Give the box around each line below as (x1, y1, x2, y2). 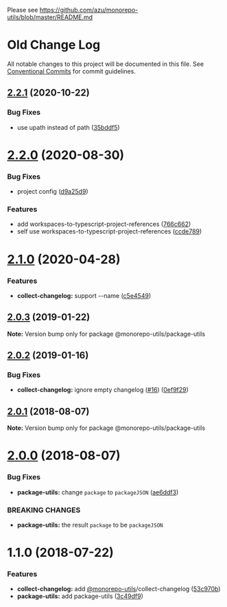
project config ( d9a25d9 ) (16, 187, 88, 196)
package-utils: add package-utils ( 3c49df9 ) (16, 592, 144, 600)
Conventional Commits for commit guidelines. (7, 67, 136, 75)
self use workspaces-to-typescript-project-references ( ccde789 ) (16, 227, 202, 236)
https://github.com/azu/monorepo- (39, 6, 139, 14)
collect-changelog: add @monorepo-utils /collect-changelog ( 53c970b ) (16, 585, 221, 593)
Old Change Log (7, 37, 101, 53)
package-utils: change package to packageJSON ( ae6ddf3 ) (16, 488, 179, 496)
